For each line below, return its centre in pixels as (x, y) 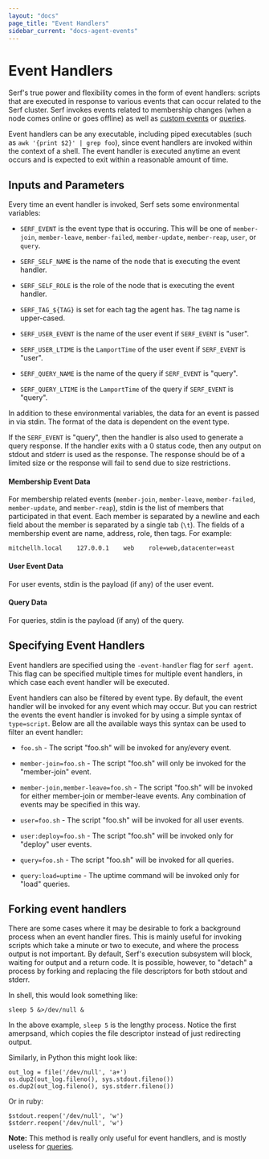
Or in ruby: (26, 1101)
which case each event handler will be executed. (89, 682)
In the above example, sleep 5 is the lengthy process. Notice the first (122, 1025)
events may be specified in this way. (80, 804)
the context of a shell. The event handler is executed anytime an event (124, 151)
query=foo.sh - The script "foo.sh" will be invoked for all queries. (127, 860)
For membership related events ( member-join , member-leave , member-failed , (132, 499)
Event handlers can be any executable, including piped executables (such (130, 134)
